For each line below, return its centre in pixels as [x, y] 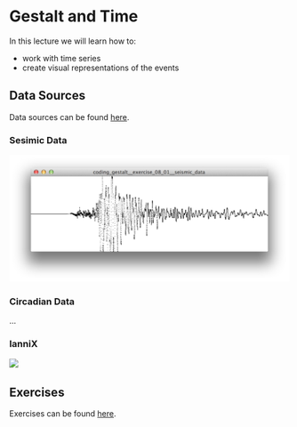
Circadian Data [42, 302]
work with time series [61, 58]
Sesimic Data [38, 140]
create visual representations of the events [100, 68]
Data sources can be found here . [69, 117]
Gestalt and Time [74, 16]
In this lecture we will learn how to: [72, 41]
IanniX [24, 344]
